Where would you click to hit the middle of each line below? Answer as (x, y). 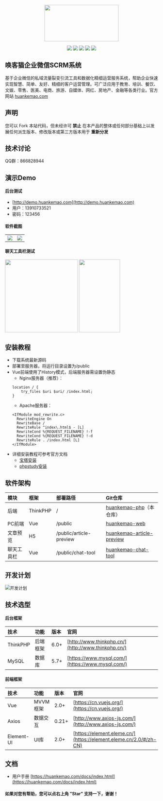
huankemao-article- (130, 533)
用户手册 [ (22, 776)
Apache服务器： (36, 405)
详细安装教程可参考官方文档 (40, 454)
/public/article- (73, 533)
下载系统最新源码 (29, 360)
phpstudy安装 (33, 466)
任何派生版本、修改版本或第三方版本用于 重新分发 (58, 132)
